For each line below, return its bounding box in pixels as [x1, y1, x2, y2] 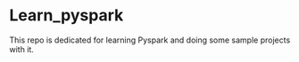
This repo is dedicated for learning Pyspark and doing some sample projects [9, 35, 291, 45]
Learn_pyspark [9, 5, 124, 26]
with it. [9, 43, 34, 54]
